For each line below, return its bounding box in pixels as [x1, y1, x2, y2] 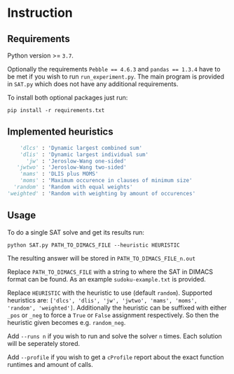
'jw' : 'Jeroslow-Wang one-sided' [25, 158, 128, 165]
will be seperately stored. [7, 339, 81, 347]
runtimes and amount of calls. [7, 360, 93, 368]
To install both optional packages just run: [7, 93, 128, 102]
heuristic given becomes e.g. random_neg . [7, 318, 126, 326]
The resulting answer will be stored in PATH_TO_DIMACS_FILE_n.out [7, 254, 196, 262]
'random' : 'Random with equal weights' [13, 183, 133, 191]
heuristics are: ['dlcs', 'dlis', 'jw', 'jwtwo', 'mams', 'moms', [7, 296, 198, 304]
